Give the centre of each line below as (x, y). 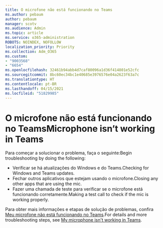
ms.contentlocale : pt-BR (31, 84)
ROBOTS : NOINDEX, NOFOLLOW (33, 42)
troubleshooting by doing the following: (45, 158)
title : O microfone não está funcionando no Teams (59, 10)
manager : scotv (21, 24)
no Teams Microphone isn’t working (80, 128)
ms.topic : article (24, 33)
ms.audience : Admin (25, 28)
